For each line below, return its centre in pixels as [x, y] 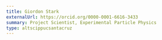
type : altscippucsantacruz [39, 28]
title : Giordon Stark [33, 11]
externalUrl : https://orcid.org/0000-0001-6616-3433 [72, 17]
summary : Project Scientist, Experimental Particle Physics [82, 22]
